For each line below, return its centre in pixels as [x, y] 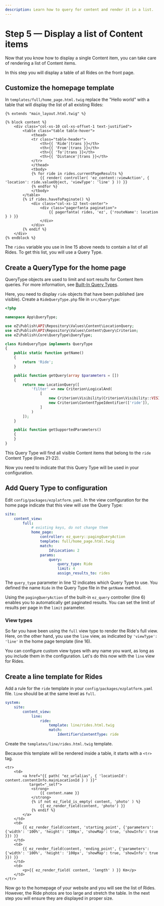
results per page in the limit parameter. [45, 608]
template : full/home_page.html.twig [77, 541]
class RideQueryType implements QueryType [49, 344]
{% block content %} [26, 122]
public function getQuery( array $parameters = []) [66, 375]
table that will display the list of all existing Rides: [54, 105]
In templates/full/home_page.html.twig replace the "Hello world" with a [77, 100]
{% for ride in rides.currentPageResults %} [77, 174]
